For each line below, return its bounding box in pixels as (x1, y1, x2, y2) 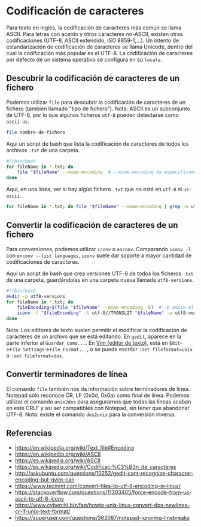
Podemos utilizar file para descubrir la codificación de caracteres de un (6, 98, 186, 106)
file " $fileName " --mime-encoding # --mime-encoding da (17, 169, 162, 175)
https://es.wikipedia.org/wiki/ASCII (14, 457, 100, 464)
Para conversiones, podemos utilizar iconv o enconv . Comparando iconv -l (6, 245, 191, 252)
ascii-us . (6, 118, 30, 125)
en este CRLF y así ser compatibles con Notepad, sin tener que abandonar (6, 404, 190, 411)
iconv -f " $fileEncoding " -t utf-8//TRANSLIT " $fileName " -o (17, 310, 173, 316)
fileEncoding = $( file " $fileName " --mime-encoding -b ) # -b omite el (17, 305, 194, 311)
